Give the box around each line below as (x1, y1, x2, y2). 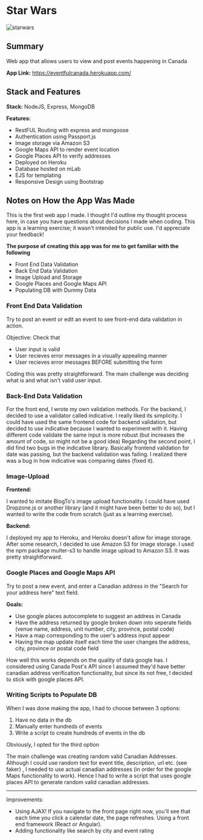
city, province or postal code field (14, 644, 99, 652)
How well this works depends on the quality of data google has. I (6, 656, 168, 664)
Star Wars (6, 4, 57, 18)
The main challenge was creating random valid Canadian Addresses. (6, 753, 177, 760)
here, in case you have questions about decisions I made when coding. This (6, 218, 195, 225)
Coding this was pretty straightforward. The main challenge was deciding (6, 370, 189, 377)
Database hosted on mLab (14, 165, 81, 172)
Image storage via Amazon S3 (14, 139, 91, 146)
